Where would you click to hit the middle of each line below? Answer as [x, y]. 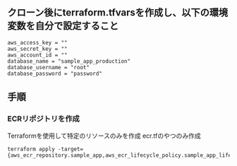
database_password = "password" [55, 73]
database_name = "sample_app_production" [69, 61]
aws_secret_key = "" [38, 49]
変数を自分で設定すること [63, 26]
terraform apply [31, 149]
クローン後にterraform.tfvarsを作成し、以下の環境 [118, 13]
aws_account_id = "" [38, 55]
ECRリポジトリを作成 [43, 119]
